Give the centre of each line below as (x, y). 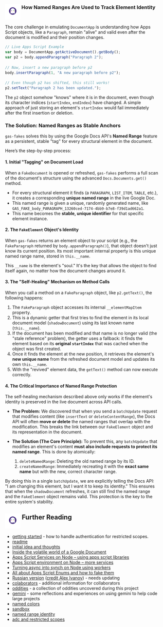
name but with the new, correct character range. (68, 471)
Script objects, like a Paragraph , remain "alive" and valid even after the (75, 32)
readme (20, 542)
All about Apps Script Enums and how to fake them (63, 573)
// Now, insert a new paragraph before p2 (49, 67)
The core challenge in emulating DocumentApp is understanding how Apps (78, 27)
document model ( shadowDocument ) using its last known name (73, 323)
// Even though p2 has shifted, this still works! (57, 83)
